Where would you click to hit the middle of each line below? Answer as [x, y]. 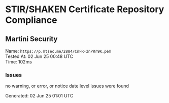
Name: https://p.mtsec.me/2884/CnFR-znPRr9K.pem [58, 51]
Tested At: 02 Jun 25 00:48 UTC [39, 56]
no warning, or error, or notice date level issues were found [67, 86]
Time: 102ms [19, 62]
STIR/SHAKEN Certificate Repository [85, 9]
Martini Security [31, 39]
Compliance [31, 20]
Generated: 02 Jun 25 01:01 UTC [39, 96]
